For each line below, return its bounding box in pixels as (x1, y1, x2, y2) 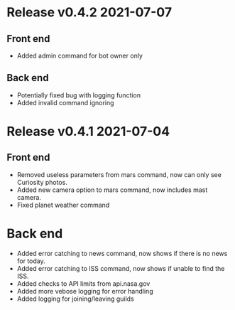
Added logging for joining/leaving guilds (16, 294, 134, 303)
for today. (16, 257, 45, 265)
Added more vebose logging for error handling (16, 287, 153, 295)
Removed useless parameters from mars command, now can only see (16, 170, 222, 178)
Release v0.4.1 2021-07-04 (6, 124, 170, 139)
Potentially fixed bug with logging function (16, 90, 141, 100)
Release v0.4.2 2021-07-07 (6, 4, 172, 21)
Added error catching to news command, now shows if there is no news (16, 249, 228, 257)
